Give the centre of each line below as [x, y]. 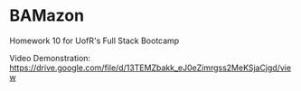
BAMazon [47, 16]
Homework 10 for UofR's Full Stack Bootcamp [94, 41]
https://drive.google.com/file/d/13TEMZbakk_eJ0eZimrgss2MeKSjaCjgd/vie [150, 68]
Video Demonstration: [50, 58]
